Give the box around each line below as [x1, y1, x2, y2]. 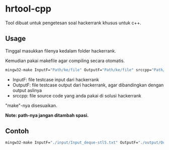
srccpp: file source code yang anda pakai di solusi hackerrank [12, 92, 142, 98]
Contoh [5, 127, 29, 135]
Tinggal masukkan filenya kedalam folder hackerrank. [5, 47, 117, 54]
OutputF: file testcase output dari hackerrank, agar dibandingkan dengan [12, 82, 164, 88]
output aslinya [12, 87, 42, 93]
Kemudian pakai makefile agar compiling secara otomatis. [5, 58, 125, 64]
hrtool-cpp [5, 3, 52, 15]
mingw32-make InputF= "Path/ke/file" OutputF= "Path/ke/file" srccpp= [5, 67, 152, 72]
